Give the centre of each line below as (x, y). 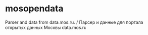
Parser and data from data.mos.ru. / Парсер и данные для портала (74, 22)
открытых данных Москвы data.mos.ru (46, 27)
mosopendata (34, 9)
